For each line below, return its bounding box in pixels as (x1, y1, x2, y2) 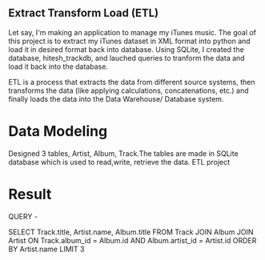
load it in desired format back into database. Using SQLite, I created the (8, 44, 244, 54)
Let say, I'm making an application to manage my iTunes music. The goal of (8, 27, 257, 37)
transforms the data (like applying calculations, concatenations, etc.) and (8, 86, 250, 95)
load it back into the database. (8, 62, 108, 71)
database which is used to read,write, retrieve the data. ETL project (8, 157, 231, 166)
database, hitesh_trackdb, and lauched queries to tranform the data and (8, 53, 246, 62)
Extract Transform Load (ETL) (8, 6, 159, 20)
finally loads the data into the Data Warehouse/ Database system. (8, 94, 224, 103)
